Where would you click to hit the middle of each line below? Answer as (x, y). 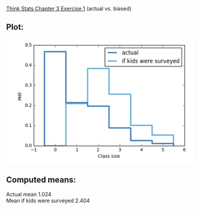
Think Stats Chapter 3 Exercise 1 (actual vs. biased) (69, 9)
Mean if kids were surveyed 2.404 (48, 201)
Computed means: (41, 180)
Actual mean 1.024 (29, 194)
